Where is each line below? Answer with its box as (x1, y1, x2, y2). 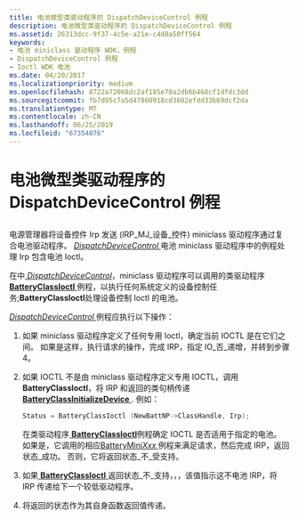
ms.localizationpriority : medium (9, 79, 133, 88)
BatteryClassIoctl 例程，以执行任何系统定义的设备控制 (9, 281, 210, 292)
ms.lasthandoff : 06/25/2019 (9, 121, 114, 130)
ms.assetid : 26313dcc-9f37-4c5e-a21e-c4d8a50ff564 (9, 29, 201, 38)
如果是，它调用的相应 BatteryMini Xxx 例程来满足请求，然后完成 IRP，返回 (21, 440, 290, 450)
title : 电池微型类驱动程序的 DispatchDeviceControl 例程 (9, 12, 209, 22)
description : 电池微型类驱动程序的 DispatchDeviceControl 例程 (9, 21, 233, 30)
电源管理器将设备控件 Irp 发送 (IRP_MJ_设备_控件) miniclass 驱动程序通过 (9, 229, 276, 240)
